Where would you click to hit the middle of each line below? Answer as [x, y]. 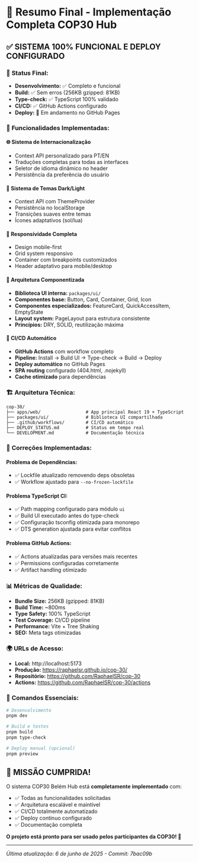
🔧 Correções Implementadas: [49, 448]
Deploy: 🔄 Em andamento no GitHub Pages [67, 112]
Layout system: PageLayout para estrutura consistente [82, 318]
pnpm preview [22, 754]
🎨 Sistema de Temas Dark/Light [46, 188]
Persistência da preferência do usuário [62, 174]
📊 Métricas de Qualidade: [44, 586]
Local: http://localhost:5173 [48, 664]
